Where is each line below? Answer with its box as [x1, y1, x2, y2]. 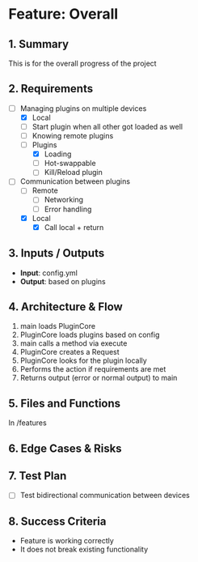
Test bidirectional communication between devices [19, 491, 190, 500]
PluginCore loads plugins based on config [19, 330, 160, 340]
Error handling [44, 204, 92, 214]
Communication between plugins [19, 177, 131, 186]
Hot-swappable [44, 159, 96, 168]
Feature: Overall [8, 5, 119, 23]
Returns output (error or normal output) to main [19, 373, 178, 383]
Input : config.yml [19, 268, 78, 278]
